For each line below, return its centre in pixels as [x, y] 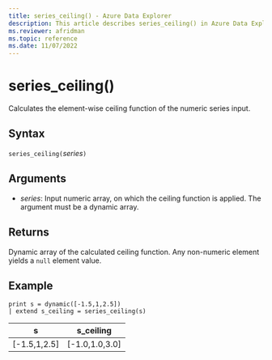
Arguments [38, 179]
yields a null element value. [55, 260]
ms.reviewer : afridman [47, 31]
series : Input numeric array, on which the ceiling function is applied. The [140, 198]
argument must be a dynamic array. [79, 206]
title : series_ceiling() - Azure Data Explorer [90, 16]
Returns [29, 233]
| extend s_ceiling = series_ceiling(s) [78, 311]
